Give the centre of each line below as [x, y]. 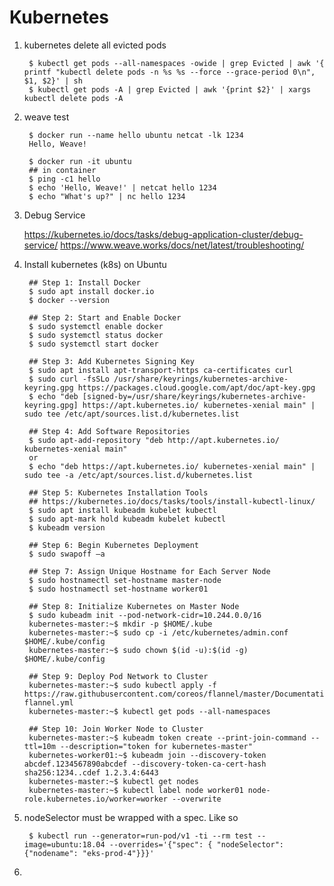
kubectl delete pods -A [73, 98]
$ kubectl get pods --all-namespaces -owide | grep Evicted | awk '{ [176, 63]
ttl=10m [39, 746]
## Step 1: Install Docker [84, 282]
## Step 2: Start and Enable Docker [105, 317]
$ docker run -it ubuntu [80, 161]
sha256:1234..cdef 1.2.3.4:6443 [91, 772]
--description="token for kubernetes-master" [156, 746]
